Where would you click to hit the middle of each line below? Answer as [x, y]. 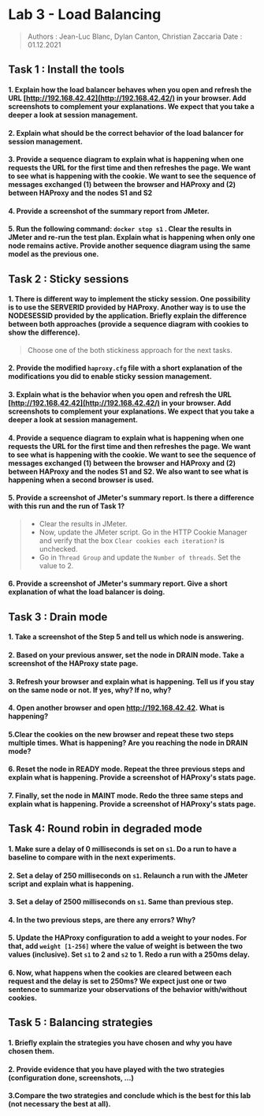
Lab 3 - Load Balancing [85, 15]
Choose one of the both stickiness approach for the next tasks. [130, 350]
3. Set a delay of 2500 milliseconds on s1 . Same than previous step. [121, 902]
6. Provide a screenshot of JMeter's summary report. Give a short [118, 584]
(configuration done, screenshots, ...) [71, 1077]
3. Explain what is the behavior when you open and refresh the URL [120, 395]
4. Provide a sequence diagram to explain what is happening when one [126, 438]
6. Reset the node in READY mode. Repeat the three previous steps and [127, 769]
